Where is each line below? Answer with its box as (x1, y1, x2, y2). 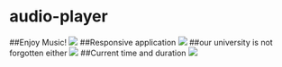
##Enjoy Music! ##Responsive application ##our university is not (9, 37, 273, 47)
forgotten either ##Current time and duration (9, 47, 186, 58)
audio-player (9, 6, 108, 27)
